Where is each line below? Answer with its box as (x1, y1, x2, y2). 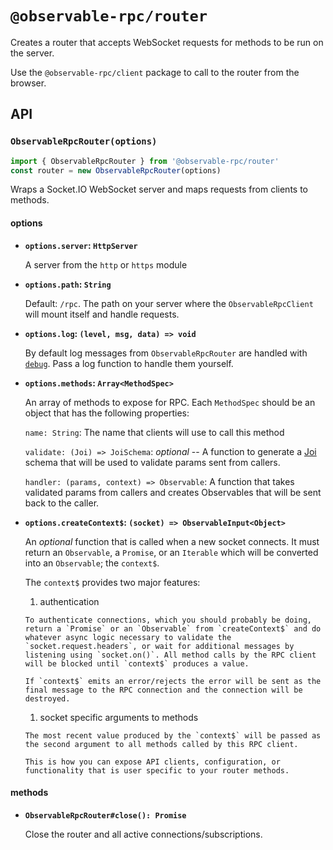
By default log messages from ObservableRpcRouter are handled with (24, 347, 308, 359)
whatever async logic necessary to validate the (24, 632, 232, 642)
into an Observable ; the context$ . (24, 557, 160, 569)
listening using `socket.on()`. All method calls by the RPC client (24, 650, 317, 660)
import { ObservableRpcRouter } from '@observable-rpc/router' (10, 156, 280, 166)
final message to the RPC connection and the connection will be (24, 685, 303, 695)
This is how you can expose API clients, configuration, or (24, 757, 281, 767)
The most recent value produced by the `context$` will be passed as (24, 730, 322, 741)
